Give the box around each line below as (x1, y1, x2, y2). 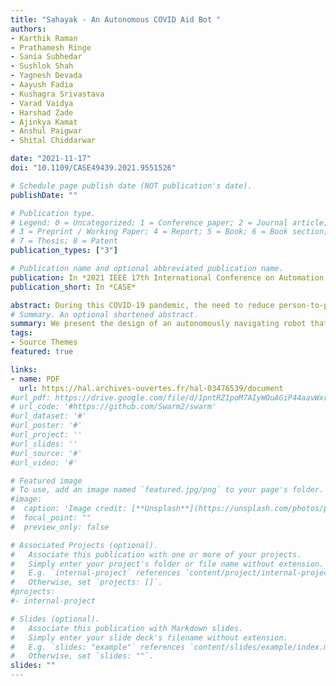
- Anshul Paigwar (10, 126, 83, 136)
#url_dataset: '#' (10, 411, 87, 421)
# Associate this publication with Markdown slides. (10, 623, 244, 633)
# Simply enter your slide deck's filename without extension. (10, 632, 288, 643)
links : (10, 364, 38, 375)
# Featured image (10, 476, 83, 486)
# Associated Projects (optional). (10, 540, 159, 550)
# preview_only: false (10, 522, 110, 532)
